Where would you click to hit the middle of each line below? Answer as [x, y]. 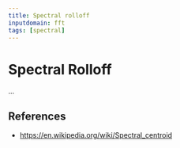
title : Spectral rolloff [49, 15]
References [37, 116]
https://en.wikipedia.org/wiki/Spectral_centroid [96, 135]
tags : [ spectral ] [37, 30]
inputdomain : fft [37, 23]
